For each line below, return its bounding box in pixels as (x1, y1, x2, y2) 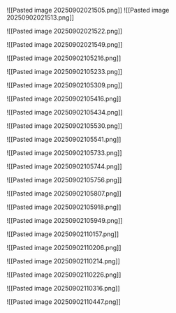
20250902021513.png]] (6, 13, 75, 22)
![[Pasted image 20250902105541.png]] (6, 136, 122, 143)
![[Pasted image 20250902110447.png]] (6, 298, 122, 306)
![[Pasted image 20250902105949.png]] (6, 217, 123, 224)
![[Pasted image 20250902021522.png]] (6, 27, 123, 35)
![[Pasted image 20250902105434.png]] (6, 108, 123, 116)
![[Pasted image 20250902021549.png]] (6, 41, 123, 48)
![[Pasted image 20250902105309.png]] (6, 81, 123, 89)
